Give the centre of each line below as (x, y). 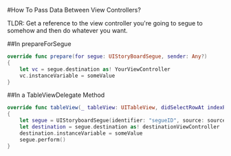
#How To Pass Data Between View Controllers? (74, 10)
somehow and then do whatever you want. (68, 31)
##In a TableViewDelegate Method (56, 95)
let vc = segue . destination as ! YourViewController (95, 69)
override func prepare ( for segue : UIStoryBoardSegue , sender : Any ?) (107, 56)
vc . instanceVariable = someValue (67, 76)
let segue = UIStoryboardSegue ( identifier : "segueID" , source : (112, 121)
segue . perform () (43, 140)
